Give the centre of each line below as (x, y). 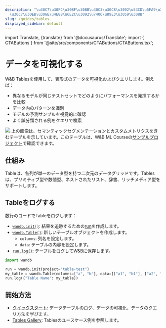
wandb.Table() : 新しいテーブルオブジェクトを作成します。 (71, 232)
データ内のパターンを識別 (38, 108)
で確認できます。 (40, 143)
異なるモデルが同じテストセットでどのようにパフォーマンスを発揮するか (86, 96)
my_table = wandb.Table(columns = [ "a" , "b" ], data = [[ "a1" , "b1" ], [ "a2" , (82, 274)
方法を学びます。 (34, 314)
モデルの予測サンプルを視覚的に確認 (49, 114)
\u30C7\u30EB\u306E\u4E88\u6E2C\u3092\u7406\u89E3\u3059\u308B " (77, 14)
